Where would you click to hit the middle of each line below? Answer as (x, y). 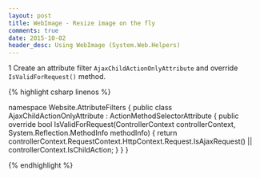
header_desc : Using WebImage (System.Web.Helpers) (94, 45)
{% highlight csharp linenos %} (60, 92)
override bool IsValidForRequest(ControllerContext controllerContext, (122, 125)
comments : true (34, 30)
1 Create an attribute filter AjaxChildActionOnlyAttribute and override (123, 68)
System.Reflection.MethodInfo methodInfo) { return (93, 133)
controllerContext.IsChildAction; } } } (68, 150)
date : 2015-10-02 (37, 38)
